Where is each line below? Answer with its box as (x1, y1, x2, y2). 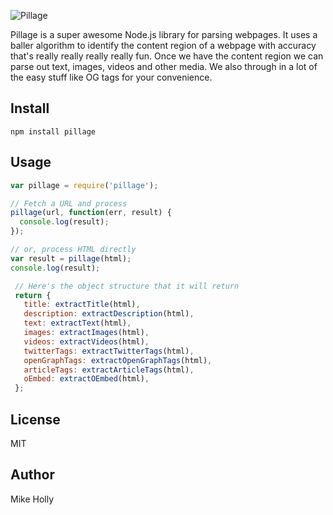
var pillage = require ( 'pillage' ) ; (10, 180, 159, 190)
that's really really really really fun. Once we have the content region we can (10, 50, 324, 62)
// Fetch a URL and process (10, 198, 128, 209)
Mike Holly (10, 493, 55, 505)
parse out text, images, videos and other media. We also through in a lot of (10, 61, 318, 72)
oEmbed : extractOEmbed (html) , (23, 374, 150, 384)
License (10, 411, 61, 428)
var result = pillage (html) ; (10, 253, 132, 264)
